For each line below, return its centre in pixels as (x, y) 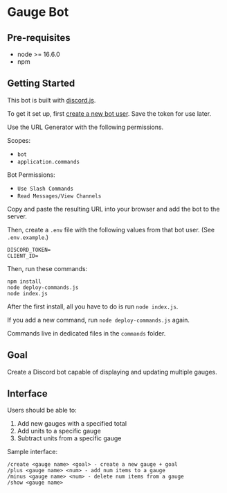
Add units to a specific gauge (59, 431)
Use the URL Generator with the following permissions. (85, 127)
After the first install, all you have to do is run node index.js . (93, 306)
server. (17, 216)
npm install (24, 282)
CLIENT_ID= (23, 256)
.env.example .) (28, 237)
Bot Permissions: (31, 175)
